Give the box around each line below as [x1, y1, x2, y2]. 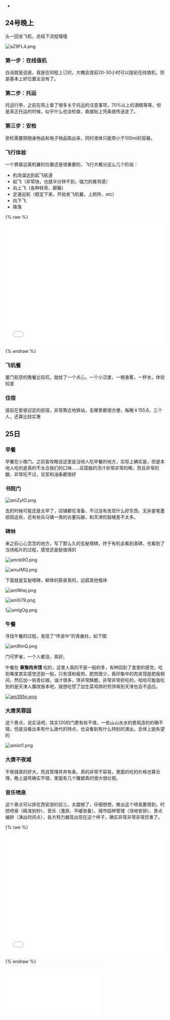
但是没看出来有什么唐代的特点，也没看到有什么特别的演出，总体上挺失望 [14, 726, 165, 732]
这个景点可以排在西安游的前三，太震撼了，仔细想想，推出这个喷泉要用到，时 [5, 801, 165, 807]
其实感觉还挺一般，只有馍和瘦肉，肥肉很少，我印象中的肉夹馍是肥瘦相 [18, 671, 165, 677]
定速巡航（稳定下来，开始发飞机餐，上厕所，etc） [12, 191, 117, 197]
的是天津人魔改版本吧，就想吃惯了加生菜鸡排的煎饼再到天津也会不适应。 [9, 684, 160, 690]
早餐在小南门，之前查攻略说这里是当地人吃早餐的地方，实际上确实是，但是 [5, 459, 160, 465]
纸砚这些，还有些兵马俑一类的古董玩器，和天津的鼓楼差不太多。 [5, 514, 138, 520]
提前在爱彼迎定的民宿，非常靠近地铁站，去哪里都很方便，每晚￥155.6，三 [5, 407, 158, 413]
